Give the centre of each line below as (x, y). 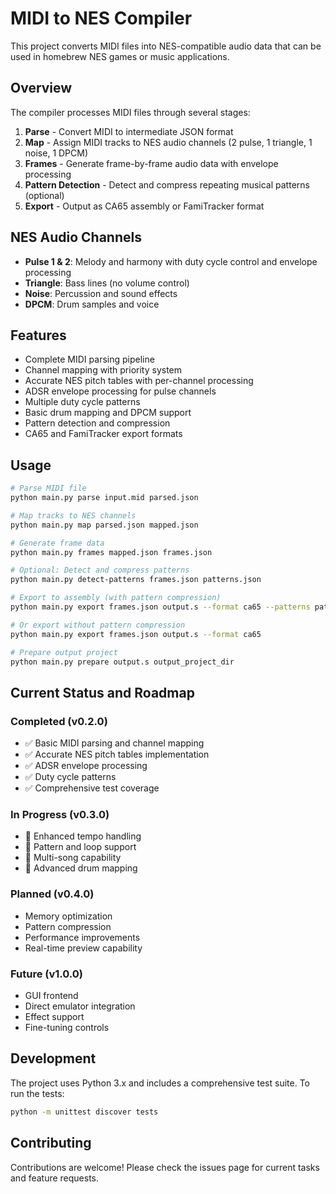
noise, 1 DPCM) (56, 153)
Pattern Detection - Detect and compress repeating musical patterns (167, 184)
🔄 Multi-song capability (73, 858)
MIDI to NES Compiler (101, 18)
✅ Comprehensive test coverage (92, 788)
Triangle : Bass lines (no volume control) (107, 283)
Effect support (54, 1017)
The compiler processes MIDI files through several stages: (130, 112)
